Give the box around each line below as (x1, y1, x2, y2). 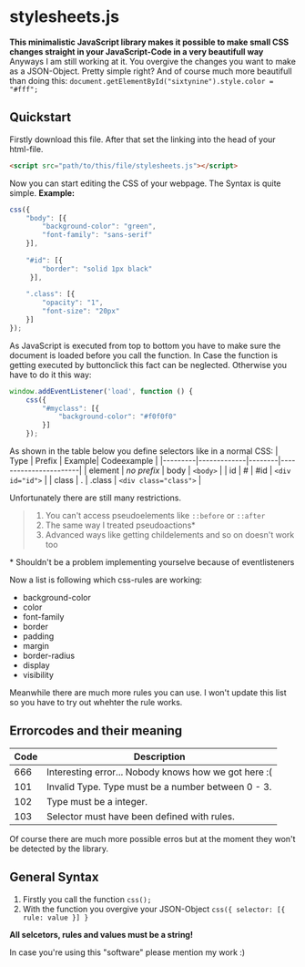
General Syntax (9, 869, 99, 885)
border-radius (22, 650, 76, 661)
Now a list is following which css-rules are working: (9, 574, 203, 585)
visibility (22, 670, 55, 680)
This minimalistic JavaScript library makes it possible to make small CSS (9, 36, 290, 47)
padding (22, 631, 55, 642)
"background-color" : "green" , (42, 221, 157, 231)
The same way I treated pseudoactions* (45, 520, 196, 530)
